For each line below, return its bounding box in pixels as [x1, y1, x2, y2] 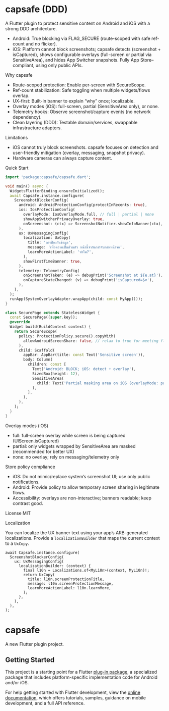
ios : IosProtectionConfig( [18, 207, 75, 213]
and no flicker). [26, 40, 57, 46]
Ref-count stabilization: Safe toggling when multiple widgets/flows [12, 87, 150, 93]
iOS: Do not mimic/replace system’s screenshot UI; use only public [12, 473, 150, 479]
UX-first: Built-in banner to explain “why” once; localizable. [12, 97, 135, 104]
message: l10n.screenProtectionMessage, [27, 581, 114, 586]
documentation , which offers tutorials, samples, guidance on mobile [5, 695, 146, 701]
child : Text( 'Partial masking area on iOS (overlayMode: [37, 380, 158, 386]
